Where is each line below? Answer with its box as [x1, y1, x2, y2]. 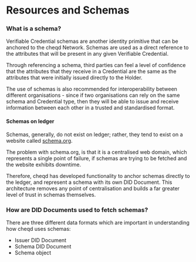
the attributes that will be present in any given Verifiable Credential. [6, 51, 169, 58]
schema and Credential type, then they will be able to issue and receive [6, 98, 179, 105]
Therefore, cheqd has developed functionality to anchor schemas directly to [6, 172, 190, 179]
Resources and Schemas [6, 4, 130, 17]
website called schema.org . [6, 137, 73, 144]
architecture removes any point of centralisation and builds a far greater [6, 184, 180, 192]
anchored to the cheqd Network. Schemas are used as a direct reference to [6, 44, 189, 51]
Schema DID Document [14, 243, 72, 250]
